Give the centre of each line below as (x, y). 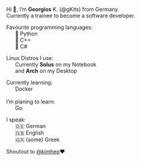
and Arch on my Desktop (46, 71)
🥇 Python (26, 34)
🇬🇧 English (29, 133)
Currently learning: (29, 82)
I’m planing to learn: (31, 102)
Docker (24, 89)
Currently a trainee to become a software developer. (71, 16)
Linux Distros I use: (30, 58)
